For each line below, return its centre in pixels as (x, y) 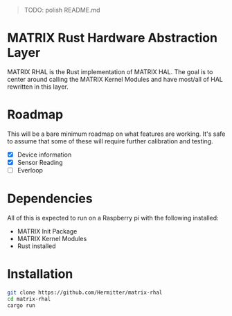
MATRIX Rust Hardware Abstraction (113, 38)
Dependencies (50, 199)
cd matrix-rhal (29, 299)
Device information (44, 155)
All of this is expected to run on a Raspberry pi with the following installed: (113, 218)
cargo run (21, 305)
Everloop (30, 170)
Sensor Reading (40, 162)
